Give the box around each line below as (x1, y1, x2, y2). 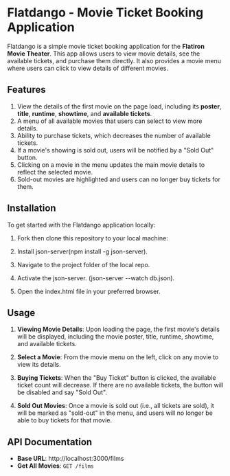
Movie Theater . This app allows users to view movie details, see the (7, 49, 200, 58)
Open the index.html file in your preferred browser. (16, 287, 161, 295)
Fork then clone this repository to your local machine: (16, 234, 168, 242)
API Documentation (7, 436, 93, 448)
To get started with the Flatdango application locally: (7, 220, 156, 229)
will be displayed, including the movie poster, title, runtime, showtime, (16, 332, 214, 341)
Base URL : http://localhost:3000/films (16, 455, 124, 463)
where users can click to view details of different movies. (7, 64, 169, 72)
